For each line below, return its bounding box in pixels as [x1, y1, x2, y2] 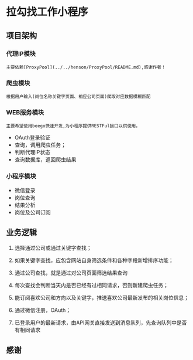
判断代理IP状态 [14, 149, 51, 156]
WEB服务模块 [6, 108, 44, 117]
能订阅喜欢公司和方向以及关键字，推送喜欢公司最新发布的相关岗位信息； [14, 294, 189, 301]
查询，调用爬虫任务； [14, 141, 66, 148]
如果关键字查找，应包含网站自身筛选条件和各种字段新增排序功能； [14, 256, 174, 264]
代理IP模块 [6, 49, 36, 57]
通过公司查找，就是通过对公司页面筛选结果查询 [14, 269, 127, 276]
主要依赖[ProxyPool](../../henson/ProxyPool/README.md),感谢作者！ [6, 64, 166, 70]
